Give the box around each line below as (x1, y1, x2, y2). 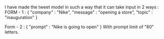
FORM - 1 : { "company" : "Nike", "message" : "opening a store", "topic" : (4, 9, 153, 15)
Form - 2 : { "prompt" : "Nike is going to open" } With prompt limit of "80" (4, 24, 154, 30)
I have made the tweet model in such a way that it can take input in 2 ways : (4, 4, 159, 10)
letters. (4, 29, 19, 35)
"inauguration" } (4, 15, 38, 20)
